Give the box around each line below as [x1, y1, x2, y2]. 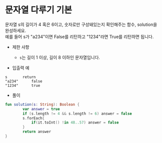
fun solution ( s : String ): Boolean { [5, 102, 80, 107]
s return [5, 74, 36, 80]
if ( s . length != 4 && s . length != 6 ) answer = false [22, 111, 132, 116]
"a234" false [5, 79, 42, 83]
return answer [22, 129, 51, 134]
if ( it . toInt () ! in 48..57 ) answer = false [31, 120, 119, 125]
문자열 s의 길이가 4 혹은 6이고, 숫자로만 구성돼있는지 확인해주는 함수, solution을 [5, 21, 158, 27]
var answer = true [22, 106, 60, 111]
